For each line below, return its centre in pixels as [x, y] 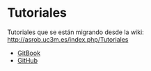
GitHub [27, 60]
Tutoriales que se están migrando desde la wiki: [75, 32]
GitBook [29, 53]
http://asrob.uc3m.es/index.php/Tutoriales [68, 39]
